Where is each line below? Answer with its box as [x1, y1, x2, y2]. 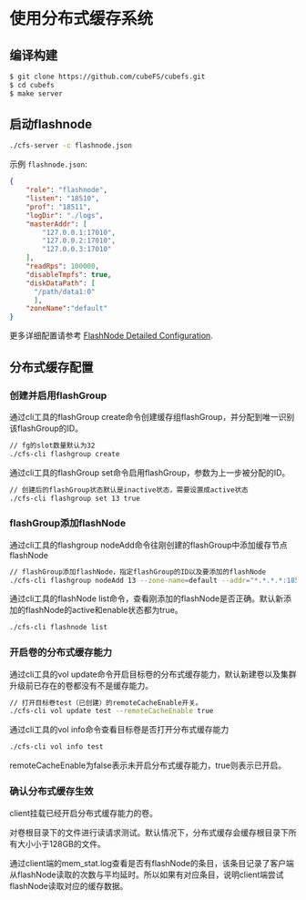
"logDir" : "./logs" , [25, 210, 104, 220]
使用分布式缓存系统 [9, 8, 154, 29]
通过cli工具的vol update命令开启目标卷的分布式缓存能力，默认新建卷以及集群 [9, 669, 297, 680]
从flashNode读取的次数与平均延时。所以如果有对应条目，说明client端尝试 [9, 869, 284, 880]
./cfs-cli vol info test [9, 742, 104, 752]
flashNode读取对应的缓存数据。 [9, 880, 128, 891]
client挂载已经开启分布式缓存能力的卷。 [9, 807, 158, 818]
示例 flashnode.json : [9, 159, 88, 169]
